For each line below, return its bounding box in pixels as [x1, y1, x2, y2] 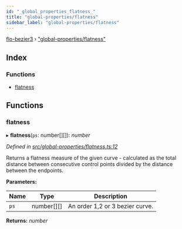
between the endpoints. [6, 167, 63, 174]
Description [93, 192, 127, 200]
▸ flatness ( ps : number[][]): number [6, 132, 90, 139]
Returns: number [6, 217, 48, 224]
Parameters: [6, 178, 37, 185]
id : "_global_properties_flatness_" [6, 8, 96, 15]
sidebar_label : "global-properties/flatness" [6, 19, 119, 25]
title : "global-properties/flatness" [6, 14, 99, 20]
